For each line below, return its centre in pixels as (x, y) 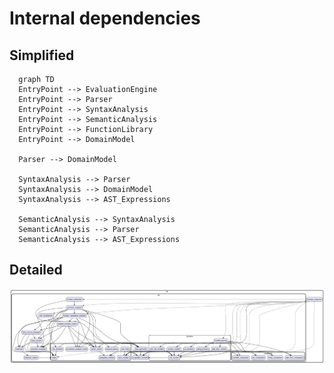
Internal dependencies (105, 18)
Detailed (36, 270)
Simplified (42, 55)
